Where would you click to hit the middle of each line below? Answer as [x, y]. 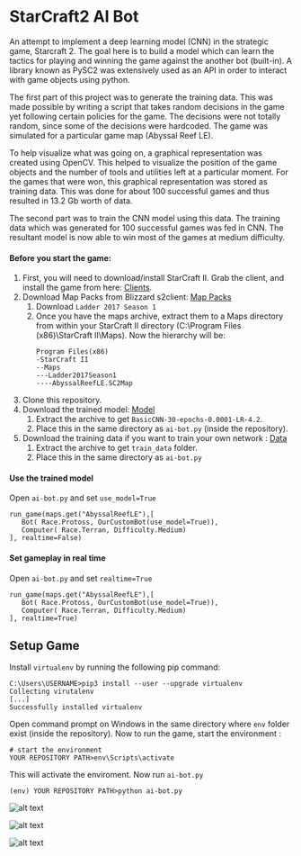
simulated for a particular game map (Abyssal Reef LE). [111, 135]
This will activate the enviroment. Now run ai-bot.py [106, 775]
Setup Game [44, 645]
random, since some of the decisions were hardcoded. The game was [139, 126]
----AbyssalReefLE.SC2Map [84, 383]
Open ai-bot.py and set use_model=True [83, 498]
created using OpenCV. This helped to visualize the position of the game [143, 162]
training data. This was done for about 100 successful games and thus [139, 191]
